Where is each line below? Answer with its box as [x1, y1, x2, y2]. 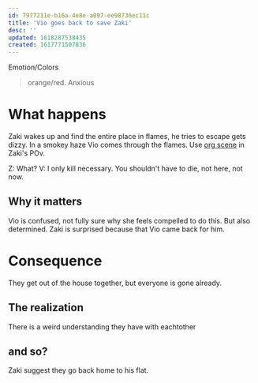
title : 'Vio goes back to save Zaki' [8, 19, 133, 27]
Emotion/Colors [8, 62, 59, 72]
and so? [8, 345, 48, 359]
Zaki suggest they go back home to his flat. [8, 366, 149, 375]
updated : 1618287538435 [8, 33, 87, 42]
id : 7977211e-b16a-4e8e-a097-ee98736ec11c [8, 11, 150, 20]
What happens [8, 106, 107, 123]
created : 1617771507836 [8, 41, 87, 49]
